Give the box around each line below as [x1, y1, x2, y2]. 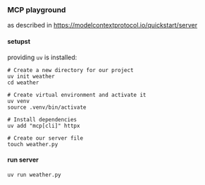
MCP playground [7, 5, 66, 15]
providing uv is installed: [7, 53, 77, 61]
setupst [7, 37, 30, 45]
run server [7, 155, 39, 164]
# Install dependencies [7, 116, 77, 123]
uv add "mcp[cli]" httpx [7, 122, 80, 129]
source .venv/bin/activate [7, 104, 87, 111]
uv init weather [7, 73, 55, 80]
